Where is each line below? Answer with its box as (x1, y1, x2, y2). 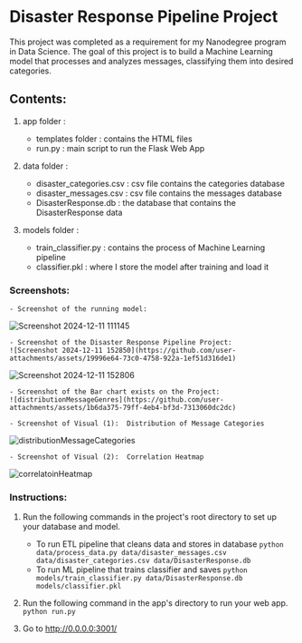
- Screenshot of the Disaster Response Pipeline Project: (9, 338, 232, 347)
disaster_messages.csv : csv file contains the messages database (35, 188, 282, 199)
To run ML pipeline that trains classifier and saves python (35, 564, 249, 575)
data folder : (22, 161, 69, 171)
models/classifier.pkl (35, 582, 122, 591)
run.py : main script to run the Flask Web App (35, 142, 205, 153)
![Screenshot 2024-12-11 (9, 346, 103, 356)
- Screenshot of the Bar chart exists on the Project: (9, 387, 221, 396)
